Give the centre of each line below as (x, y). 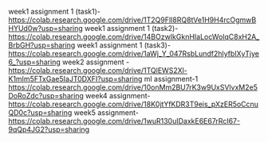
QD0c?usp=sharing (40, 113)
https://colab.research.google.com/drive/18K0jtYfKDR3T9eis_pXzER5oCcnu (134, 104)
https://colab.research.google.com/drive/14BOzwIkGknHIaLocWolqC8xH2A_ (134, 36)
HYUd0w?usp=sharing (46, 28)
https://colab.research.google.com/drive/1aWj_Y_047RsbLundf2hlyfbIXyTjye (134, 54)
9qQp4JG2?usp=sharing (49, 129)
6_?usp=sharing (35, 62)
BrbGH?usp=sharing (42, 45)
